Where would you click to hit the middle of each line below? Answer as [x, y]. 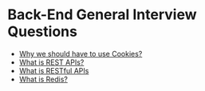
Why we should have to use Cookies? [81, 53]
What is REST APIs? [51, 62]
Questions [42, 32]
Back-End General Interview [102, 15]
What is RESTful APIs [54, 70]
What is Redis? [43, 79]
